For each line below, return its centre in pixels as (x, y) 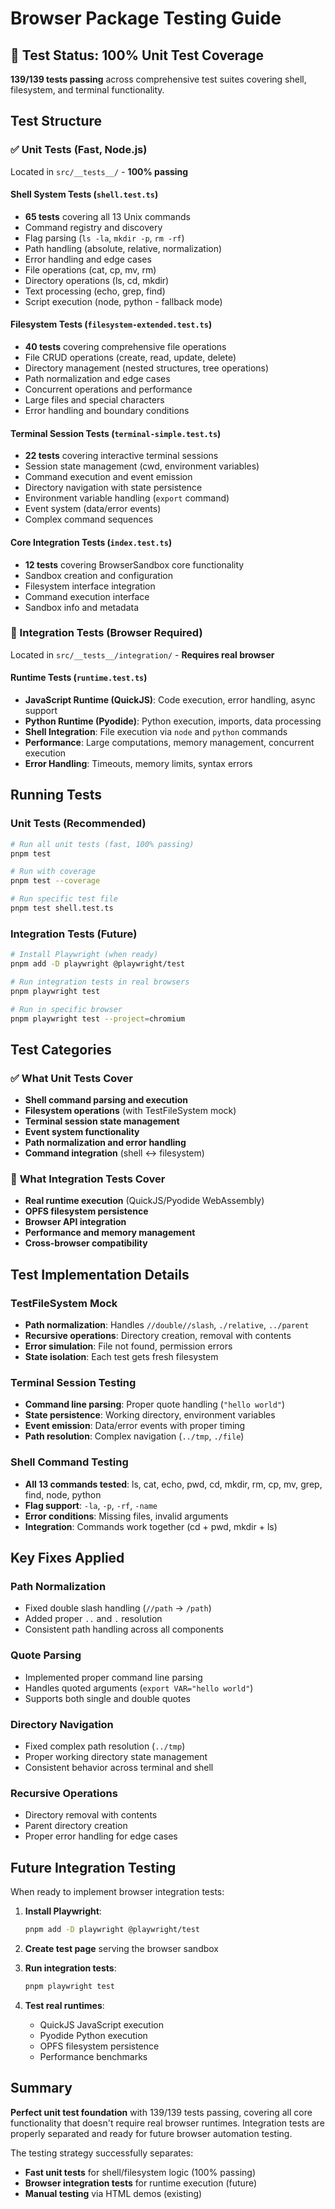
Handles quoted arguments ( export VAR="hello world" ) (139, 1688)
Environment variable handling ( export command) (127, 498)
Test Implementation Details (100, 1274)
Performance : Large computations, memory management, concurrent (169, 742)
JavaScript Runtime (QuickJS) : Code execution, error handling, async (170, 700)
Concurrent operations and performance (108, 389)
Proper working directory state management (116, 1757)
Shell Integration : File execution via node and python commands (156, 731)
